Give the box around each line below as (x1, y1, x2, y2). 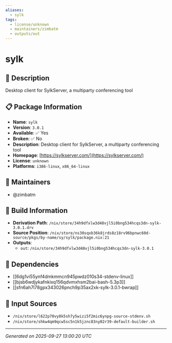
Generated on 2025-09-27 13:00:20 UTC (5, 333, 92, 339)
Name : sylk (12, 119, 38, 125)
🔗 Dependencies (5, 260, 59, 269)
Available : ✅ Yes (12, 130, 49, 136)
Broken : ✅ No (12, 135, 42, 141)
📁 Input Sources (5, 299, 57, 308)
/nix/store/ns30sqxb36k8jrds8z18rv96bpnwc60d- (49, 231, 151, 236)
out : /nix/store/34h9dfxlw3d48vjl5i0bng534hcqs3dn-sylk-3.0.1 (20, 245, 154, 251)
